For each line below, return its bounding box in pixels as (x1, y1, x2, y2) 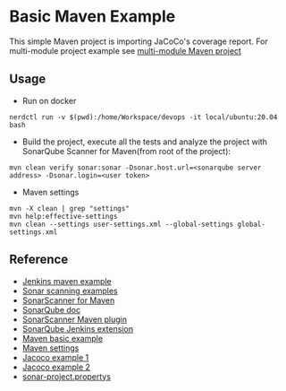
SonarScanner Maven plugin (21, 314, 128, 325)
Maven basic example (21, 333, 104, 343)
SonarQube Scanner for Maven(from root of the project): (21, 145, 231, 156)
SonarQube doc (21, 304, 81, 315)
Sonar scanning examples (21, 285, 118, 296)
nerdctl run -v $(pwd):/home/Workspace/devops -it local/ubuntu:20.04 (9, 112, 278, 122)
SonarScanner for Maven (21, 294, 115, 306)
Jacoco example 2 (21, 361, 91, 372)
